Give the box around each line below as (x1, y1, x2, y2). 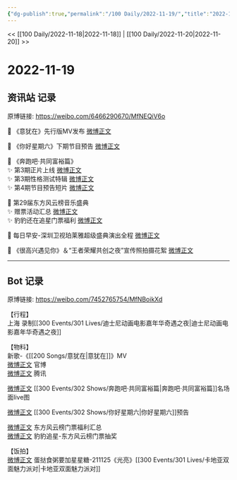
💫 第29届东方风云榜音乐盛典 (7, 198, 90, 207)
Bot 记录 (7, 275, 44, 287)
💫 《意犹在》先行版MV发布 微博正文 (7, 126, 111, 135)
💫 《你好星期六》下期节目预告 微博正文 (7, 142, 121, 150)
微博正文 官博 (7, 361, 47, 369)
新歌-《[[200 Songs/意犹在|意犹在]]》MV (7, 352, 127, 360)
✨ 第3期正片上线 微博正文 (7, 165, 83, 174)
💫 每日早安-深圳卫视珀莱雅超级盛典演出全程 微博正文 (7, 231, 160, 239)
